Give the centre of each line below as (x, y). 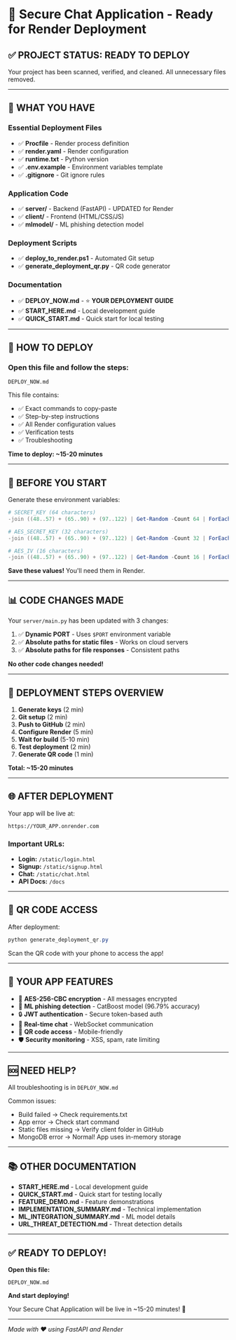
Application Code (38, 194)
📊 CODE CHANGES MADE (66, 600)
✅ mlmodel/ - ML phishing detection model (81, 224)
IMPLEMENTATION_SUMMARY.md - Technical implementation (110, 1210)
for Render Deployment (77, 29)
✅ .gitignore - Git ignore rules (61, 175)
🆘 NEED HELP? (42, 1070)
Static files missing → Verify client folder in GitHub (91, 1130)
